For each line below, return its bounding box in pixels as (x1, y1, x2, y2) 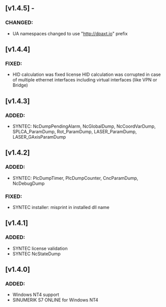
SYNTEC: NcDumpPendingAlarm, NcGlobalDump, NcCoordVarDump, (12, 123, 156, 130)
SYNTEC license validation (12, 245, 68, 251)
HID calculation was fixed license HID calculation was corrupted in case (12, 71, 161, 77)
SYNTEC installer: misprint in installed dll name (12, 204, 109, 211)
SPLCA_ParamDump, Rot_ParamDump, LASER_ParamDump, (12, 129, 137, 135)
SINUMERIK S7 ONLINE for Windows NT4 (12, 297, 99, 303)
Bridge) (12, 82, 29, 88)
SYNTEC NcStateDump (12, 251, 61, 257)
